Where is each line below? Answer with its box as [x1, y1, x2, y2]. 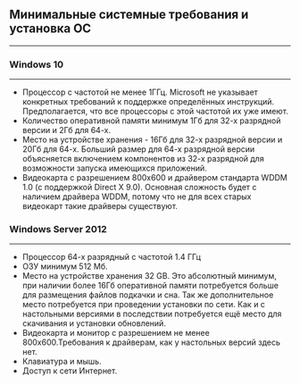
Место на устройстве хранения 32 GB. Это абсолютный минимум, [21, 271, 277, 281]
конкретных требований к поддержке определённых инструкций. [21, 96, 275, 107]
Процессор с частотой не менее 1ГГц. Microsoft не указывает [21, 87, 259, 97]
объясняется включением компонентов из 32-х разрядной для [21, 154, 265, 164]
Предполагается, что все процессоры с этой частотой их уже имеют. [21, 106, 288, 117]
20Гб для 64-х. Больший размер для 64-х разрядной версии [21, 144, 255, 155]
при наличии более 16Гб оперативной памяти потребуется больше [21, 280, 279, 291]
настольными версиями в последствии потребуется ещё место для [21, 308, 282, 320]
